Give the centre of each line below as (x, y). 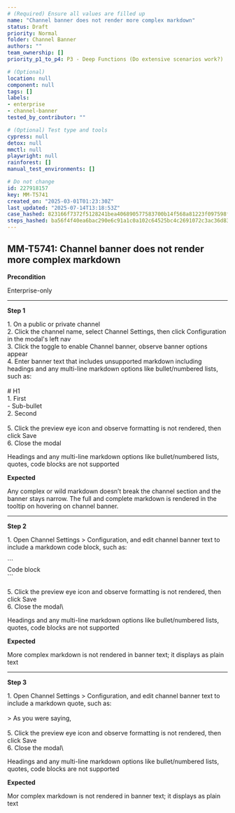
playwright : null (33, 156)
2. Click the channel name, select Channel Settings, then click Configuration (117, 331)
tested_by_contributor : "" (47, 118)
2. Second (22, 413)
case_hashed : (26, 214)
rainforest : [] (29, 163)
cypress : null (28, 136)
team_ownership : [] (36, 53)
